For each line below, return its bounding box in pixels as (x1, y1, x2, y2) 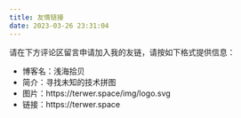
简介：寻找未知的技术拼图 (21, 76, 116, 87)
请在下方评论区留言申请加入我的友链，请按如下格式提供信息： (9, 46, 236, 58)
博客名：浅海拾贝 (21, 66, 85, 76)
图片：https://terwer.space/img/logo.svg (21, 88, 171, 98)
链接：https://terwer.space (21, 98, 121, 109)
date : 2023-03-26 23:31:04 (9, 21, 109, 30)
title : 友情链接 (9, 12, 64, 22)
